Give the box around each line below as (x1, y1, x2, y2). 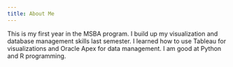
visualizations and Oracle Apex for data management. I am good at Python (7, 44, 222, 52)
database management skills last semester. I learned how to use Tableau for (7, 36, 226, 45)
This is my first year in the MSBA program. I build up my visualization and (7, 29, 218, 38)
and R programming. (7, 52, 66, 60)
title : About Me (7, 10, 55, 17)
